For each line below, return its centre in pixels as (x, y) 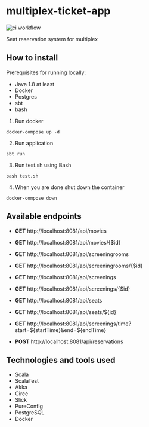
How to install (32, 58)
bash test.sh (22, 176)
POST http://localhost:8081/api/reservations (69, 341)
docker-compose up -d (33, 132)
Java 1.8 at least (35, 84)
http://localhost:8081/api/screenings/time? (79, 324)
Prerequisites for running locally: (46, 72)
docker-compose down (32, 198)
